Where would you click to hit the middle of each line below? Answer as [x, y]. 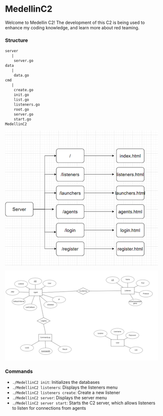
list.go [21, 100]
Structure [16, 40]
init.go [21, 95]
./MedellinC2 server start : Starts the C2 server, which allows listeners [84, 403]
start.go [23, 119]
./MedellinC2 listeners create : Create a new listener [66, 392]
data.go [21, 76]
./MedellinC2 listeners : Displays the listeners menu [65, 387]
